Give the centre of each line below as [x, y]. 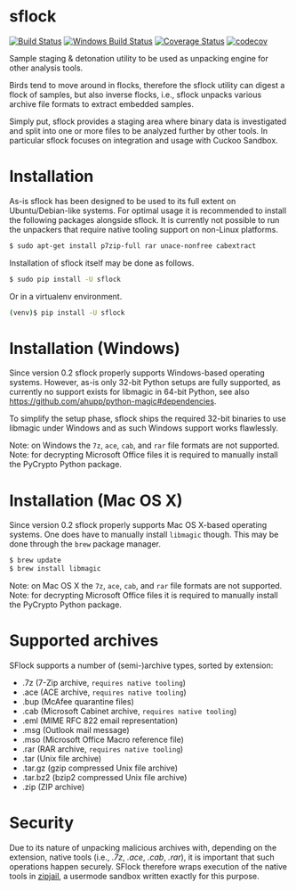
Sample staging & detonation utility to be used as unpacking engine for [139, 58]
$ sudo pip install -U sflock [65, 279]
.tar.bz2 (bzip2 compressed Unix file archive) [104, 778]
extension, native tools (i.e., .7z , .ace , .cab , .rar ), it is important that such [142, 857]
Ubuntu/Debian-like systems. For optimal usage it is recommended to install [148, 210]
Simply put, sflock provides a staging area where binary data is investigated [148, 121]
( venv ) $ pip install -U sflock [67, 313]
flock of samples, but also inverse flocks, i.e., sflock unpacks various [136, 95]
